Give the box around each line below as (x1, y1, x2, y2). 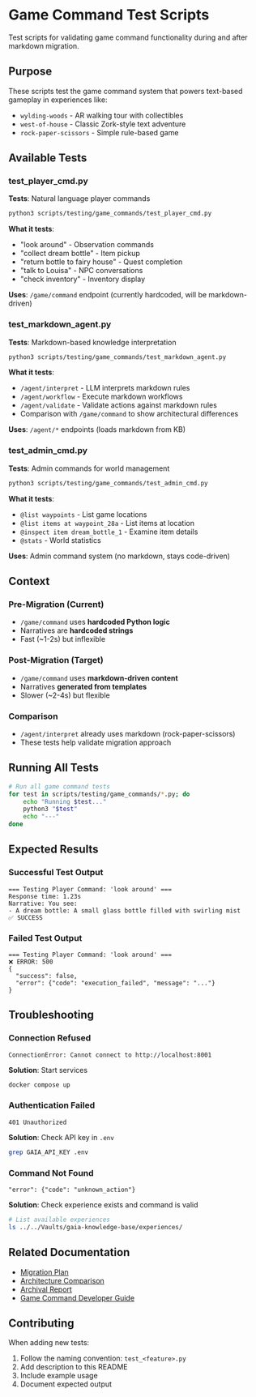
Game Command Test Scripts (8, 6, 210, 24)
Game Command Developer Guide (19, 1292, 135, 1302)
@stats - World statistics (19, 535, 101, 545)
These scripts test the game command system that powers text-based (8, 86, 243, 96)
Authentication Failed (8, 1100, 96, 1111)
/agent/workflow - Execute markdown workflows (19, 391, 183, 402)
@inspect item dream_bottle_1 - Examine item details (19, 527, 198, 536)
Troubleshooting (8, 1008, 95, 1022)
